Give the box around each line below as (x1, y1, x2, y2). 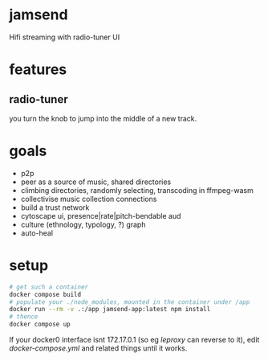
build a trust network (20, 203, 90, 212)
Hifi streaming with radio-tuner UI (9, 32, 120, 42)
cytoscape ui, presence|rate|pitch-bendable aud (20, 211, 181, 220)
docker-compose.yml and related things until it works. (9, 343, 188, 353)
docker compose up (9, 320, 71, 329)
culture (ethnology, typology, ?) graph (20, 219, 146, 229)
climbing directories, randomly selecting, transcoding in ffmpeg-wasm (20, 185, 254, 195)
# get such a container (9, 283, 89, 291)
